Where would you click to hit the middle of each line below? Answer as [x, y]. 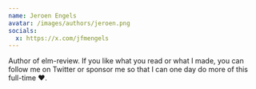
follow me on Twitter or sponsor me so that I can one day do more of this [128, 70]
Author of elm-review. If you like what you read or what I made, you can [126, 61]
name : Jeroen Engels [43, 16]
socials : [23, 30]
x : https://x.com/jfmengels [62, 38]
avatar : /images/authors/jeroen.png [69, 23]
